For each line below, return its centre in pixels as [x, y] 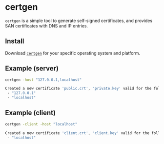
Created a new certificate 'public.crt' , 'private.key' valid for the [78, 89]
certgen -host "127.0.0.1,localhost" [43, 80]
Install [15, 41]
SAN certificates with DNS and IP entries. [47, 25]
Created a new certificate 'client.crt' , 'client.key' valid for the [77, 133]
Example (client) [31, 113]
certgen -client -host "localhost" [41, 124]
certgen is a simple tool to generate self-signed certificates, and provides [79, 21]
